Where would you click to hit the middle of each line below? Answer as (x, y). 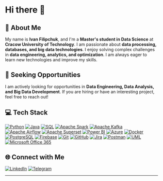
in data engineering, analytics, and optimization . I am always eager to (76, 55)
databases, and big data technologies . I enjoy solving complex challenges (80, 49)
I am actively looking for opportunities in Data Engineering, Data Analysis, (80, 86)
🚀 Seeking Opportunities (43, 75)
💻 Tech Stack (26, 113)
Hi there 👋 (25, 10)
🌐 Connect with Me (35, 157)
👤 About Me (23, 28)
